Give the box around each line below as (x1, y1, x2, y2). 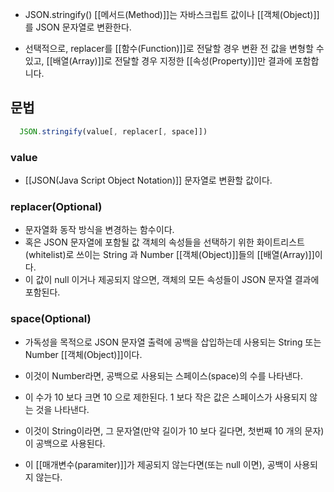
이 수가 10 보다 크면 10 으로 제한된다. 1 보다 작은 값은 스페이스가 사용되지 (24, 391, 308, 403)
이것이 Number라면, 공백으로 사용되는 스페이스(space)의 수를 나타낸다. (24, 369, 304, 382)
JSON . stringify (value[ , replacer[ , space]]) (19, 126, 208, 137)
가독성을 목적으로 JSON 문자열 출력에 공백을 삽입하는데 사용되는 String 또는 (24, 336, 322, 348)
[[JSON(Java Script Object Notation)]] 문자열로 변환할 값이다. (24, 174, 273, 186)
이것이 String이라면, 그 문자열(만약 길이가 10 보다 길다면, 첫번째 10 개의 (24, 424, 303, 437)
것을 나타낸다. (35, 403, 90, 415)
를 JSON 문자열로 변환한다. (24, 21, 132, 33)
